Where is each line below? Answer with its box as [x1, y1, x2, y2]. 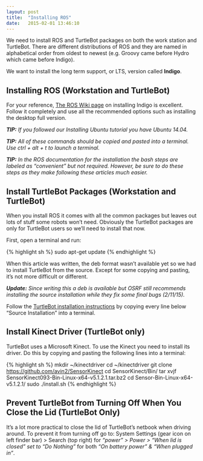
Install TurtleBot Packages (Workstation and [6, 186, 176, 197]
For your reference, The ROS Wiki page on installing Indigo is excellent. [6, 101, 183, 109]
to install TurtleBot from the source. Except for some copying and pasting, [6, 267, 190, 273]
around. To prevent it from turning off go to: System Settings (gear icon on [6, 429, 192, 437]
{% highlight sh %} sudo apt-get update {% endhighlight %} [6, 248, 156, 255]
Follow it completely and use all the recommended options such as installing [6, 108, 196, 115]
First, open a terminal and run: [6, 237, 82, 244]
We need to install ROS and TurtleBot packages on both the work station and [6, 37, 197, 44]
